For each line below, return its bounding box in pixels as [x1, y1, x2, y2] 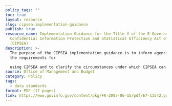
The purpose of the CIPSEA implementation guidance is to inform [10, 50, 153, 55]
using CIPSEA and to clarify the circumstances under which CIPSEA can [10, 65, 166, 70]
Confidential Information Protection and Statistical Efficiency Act [10, 36, 161, 41]
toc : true [5, 12, 27, 17]
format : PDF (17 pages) [5, 88, 56, 93]
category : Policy [5, 74, 42, 79]
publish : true [5, 27, 36, 32]
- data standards [10, 83, 47, 89]
